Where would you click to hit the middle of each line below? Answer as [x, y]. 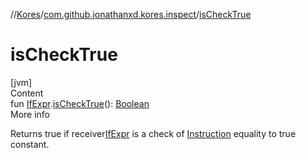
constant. [30, 144]
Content [27, 93]
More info [30, 114]
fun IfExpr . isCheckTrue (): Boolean [80, 103]
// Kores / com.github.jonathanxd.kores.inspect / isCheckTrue [131, 14]
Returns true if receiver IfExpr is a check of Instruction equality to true [153, 133]
